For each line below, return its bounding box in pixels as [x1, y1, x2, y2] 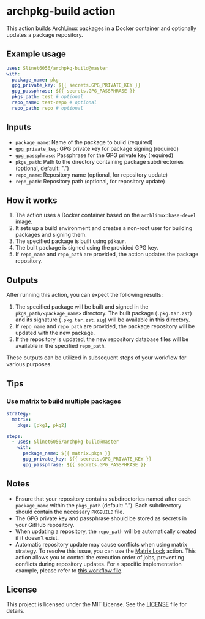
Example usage [6, 49, 66, 60]
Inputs [6, 122, 32, 133]
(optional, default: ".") [15, 164, 69, 172]
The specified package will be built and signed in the [15, 303, 149, 310]
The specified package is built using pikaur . [15, 237, 127, 245]
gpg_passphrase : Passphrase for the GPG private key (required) [15, 152, 174, 159]
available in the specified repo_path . [15, 342, 106, 350]
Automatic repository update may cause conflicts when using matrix [15, 540, 188, 548]
